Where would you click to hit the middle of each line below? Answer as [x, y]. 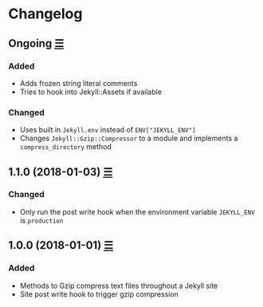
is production [41, 220]
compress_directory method [65, 147]
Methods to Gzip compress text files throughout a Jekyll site [119, 285]
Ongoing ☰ [36, 43]
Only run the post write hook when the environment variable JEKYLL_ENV [137, 211]
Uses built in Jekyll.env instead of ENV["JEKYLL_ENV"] [108, 130]
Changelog [45, 14]
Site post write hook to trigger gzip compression [99, 294]
